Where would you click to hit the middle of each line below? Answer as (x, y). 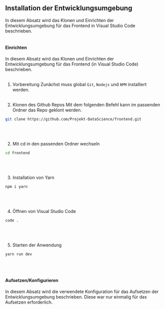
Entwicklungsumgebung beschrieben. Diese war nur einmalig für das (76, 296)
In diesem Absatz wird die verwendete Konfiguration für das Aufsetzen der (82, 291)
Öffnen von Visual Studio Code (44, 211)
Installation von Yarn (33, 177)
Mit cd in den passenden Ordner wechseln (56, 143)
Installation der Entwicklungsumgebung (69, 8)
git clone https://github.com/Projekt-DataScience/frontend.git (73, 119)
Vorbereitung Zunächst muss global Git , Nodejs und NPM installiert (80, 84)
